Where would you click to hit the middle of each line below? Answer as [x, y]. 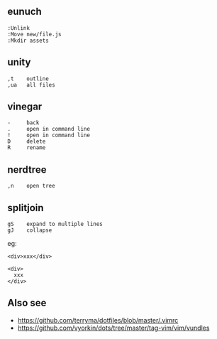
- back [23, 123]
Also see [27, 303]
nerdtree [27, 169]
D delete [27, 141]
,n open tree [31, 186]
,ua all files [31, 85]
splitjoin [26, 208]
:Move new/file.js [34, 34]
